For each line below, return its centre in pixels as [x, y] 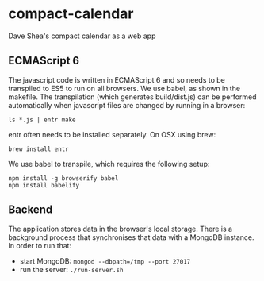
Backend [31, 210]
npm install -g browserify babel [63, 178]
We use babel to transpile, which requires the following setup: [109, 164]
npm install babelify [44, 185]
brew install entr [38, 149]
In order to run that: [40, 245]
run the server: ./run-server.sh [71, 269]
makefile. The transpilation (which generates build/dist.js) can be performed [132, 97]
